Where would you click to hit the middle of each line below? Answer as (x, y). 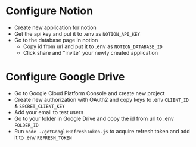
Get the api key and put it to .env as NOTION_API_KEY (77, 33)
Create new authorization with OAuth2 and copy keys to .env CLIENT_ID (101, 99)
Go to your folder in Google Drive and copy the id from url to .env (94, 118)
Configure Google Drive (65, 77)
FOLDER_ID (27, 125)
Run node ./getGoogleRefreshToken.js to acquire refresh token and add (102, 131)
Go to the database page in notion (56, 40)
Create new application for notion (55, 27)
